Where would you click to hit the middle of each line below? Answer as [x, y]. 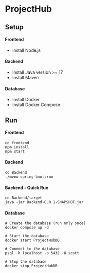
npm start [15, 151]
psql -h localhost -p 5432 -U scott [42, 253]
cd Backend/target [24, 198]
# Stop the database [26, 262]
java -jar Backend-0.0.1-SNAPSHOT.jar [44, 202]
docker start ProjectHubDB [32, 240]
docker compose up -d [27, 228]
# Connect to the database [32, 249]
